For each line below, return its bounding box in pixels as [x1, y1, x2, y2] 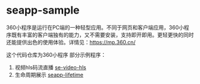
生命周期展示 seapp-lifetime [14, 71, 83, 78]
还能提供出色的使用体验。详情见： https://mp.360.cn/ [6, 38, 136, 46]
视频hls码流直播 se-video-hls [14, 63, 86, 71]
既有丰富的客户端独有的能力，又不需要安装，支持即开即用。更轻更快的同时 [11, 31, 194, 38]
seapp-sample [6, 4, 80, 17]
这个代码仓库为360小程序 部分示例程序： [6, 51, 107, 58]
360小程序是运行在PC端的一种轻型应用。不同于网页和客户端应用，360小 [6, 24, 185, 31]
